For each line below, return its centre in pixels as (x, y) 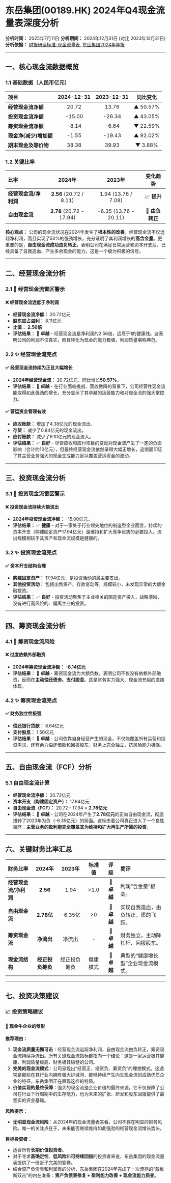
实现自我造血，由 (141, 907)
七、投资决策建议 (32, 996)
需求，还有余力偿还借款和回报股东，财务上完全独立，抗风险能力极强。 (91, 745)
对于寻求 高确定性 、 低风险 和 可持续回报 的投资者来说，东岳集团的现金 (84, 1157)
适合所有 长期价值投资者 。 (39, 1150)
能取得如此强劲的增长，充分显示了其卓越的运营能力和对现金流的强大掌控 (88, 392)
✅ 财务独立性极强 (23, 714)
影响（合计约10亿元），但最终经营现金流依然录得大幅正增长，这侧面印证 (88, 449)
